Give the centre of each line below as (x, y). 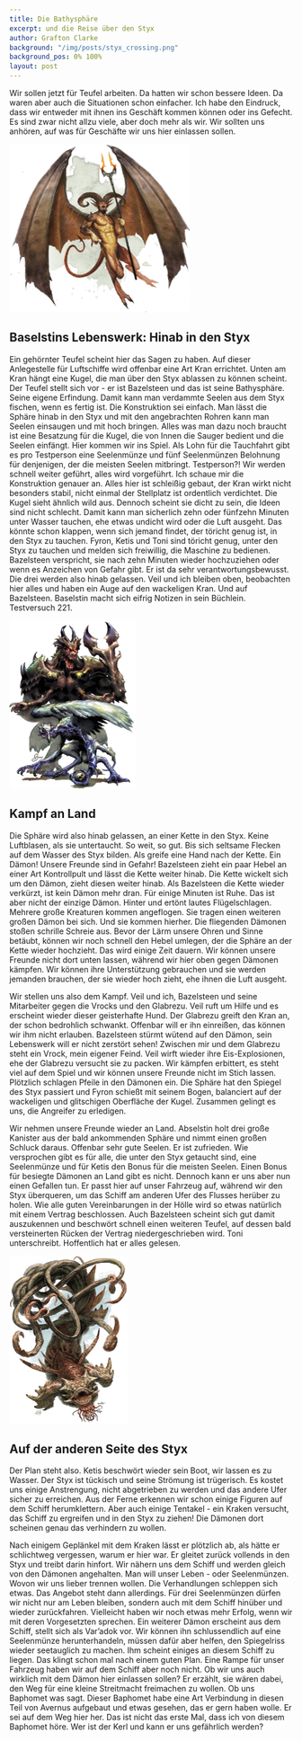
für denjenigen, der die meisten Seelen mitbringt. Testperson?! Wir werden (147, 464)
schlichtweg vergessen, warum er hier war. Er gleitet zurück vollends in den (150, 1555)
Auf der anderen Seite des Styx (99, 1449)
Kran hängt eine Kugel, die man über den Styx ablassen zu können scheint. (148, 378)
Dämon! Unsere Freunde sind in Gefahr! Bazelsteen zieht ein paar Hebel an (148, 864)
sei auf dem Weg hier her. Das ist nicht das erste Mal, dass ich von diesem (147, 1718)
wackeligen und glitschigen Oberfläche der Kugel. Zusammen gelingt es (143, 1101)
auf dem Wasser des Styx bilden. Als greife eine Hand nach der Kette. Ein (145, 855)
